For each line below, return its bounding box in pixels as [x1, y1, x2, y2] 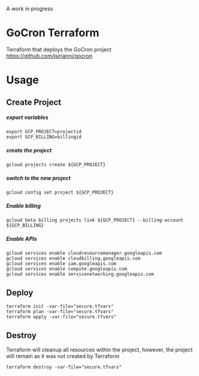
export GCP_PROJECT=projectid [6, 129, 82, 135]
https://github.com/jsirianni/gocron [6, 52, 93, 59]
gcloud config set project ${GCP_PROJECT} [6, 189, 114, 195]
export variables [6, 114, 49, 121]
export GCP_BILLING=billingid [6, 134, 82, 140]
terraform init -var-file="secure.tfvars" [6, 303, 114, 309]
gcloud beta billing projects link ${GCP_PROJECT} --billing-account [6, 217, 184, 224]
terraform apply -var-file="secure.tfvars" [6, 314, 117, 320]
